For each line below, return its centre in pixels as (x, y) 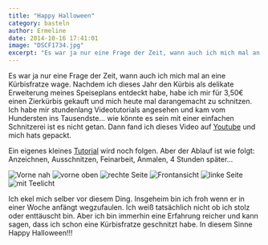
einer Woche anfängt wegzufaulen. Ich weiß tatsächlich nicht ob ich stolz (129, 207)
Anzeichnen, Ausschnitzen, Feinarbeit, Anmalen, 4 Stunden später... (121, 159)
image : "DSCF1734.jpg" (46, 46)
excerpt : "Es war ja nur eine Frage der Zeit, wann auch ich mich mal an (134, 53)
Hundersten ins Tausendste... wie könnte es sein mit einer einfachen (121, 118)
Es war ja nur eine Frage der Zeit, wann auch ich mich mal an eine (117, 76)
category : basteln (39, 23)
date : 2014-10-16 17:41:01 (53, 38)
